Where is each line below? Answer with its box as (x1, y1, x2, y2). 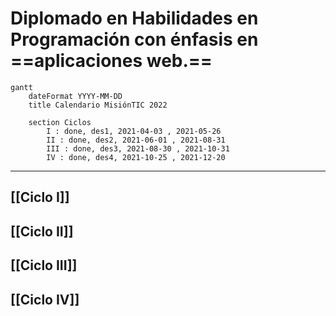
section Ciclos (28, 117, 92, 127)
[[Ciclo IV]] (10, 291, 80, 308)
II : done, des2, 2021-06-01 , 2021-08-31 (46, 135, 226, 145)
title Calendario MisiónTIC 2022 (28, 100, 168, 110)
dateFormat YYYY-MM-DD (28, 91, 123, 101)
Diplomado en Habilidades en (10, 7, 259, 30)
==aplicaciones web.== (10, 50, 213, 72)
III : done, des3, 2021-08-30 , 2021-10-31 (46, 143, 230, 154)
